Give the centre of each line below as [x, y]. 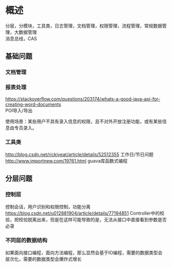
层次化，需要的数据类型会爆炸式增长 [44, 259]
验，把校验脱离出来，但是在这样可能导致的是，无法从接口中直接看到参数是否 [86, 219]
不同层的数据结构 [26, 240]
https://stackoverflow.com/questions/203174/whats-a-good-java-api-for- [83, 99]
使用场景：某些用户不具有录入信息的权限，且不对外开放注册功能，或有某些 [84, 121]
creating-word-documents [33, 104]
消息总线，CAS [21, 39]
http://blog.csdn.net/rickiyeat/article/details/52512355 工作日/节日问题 [79, 154]
